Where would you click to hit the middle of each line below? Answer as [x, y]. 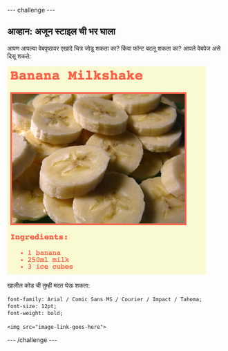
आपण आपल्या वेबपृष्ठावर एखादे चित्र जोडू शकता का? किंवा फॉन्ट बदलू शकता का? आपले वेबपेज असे [114, 48]
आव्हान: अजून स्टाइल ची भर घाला [61, 31]
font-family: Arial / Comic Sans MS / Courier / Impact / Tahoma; [105, 299]
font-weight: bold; [35, 313]
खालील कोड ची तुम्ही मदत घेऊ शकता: [49, 285]
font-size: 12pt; [32, 306]
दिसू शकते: [19, 56]
